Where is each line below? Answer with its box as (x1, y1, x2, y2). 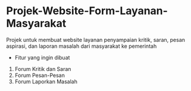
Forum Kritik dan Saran (14, 65, 71, 72)
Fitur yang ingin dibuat (14, 54, 70, 61)
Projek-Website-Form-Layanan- (6, 4, 168, 18)
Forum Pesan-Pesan (14, 71, 65, 79)
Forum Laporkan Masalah (14, 78, 77, 85)
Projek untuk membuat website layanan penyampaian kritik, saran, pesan (6, 36, 186, 43)
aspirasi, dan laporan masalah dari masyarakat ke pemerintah (6, 43, 157, 50)
